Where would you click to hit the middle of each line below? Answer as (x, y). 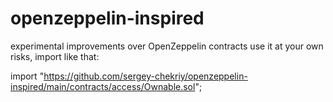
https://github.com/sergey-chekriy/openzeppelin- (145, 76)
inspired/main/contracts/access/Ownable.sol (103, 86)
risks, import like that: (55, 56)
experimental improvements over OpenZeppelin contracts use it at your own (167, 46)
